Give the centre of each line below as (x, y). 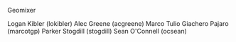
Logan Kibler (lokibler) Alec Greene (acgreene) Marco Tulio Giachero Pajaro (118, 23)
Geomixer (22, 10)
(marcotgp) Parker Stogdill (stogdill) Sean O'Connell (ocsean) (97, 31)
